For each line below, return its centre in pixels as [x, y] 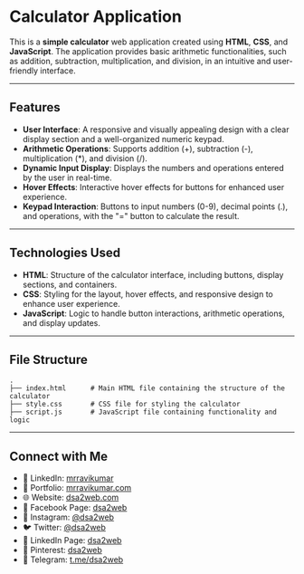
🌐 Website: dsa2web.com [71, 497]
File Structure [48, 359]
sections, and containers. [70, 284]
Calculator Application [96, 17]
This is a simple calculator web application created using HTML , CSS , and [149, 42]
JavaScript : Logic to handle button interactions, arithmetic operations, [153, 313]
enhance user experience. [71, 303]
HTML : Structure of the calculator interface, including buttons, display [153, 274]
